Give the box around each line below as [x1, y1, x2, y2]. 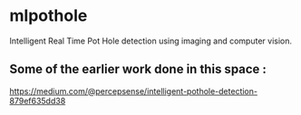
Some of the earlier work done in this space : [9, 62, 267, 77]
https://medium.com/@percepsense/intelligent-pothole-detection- [9, 85, 258, 96]
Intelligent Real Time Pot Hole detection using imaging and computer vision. [9, 35, 293, 46]
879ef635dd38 [9, 95, 66, 106]
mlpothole [9, 5, 88, 26]
